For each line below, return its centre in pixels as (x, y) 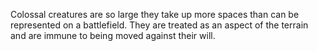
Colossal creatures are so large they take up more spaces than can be (155, 14)
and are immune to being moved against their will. (113, 35)
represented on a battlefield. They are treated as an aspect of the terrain (159, 25)
